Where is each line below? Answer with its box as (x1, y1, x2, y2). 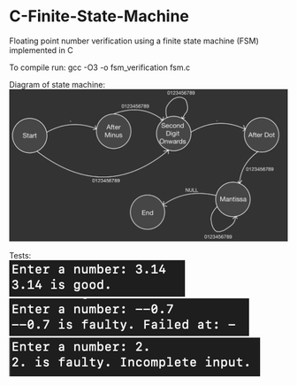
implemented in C (9, 44, 73, 55)
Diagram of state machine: (9, 79, 106, 89)
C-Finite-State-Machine (9, 6, 190, 27)
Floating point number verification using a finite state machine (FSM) (9, 35, 259, 46)
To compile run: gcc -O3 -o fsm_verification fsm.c (9, 62, 191, 73)
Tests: (9, 251, 32, 261)
